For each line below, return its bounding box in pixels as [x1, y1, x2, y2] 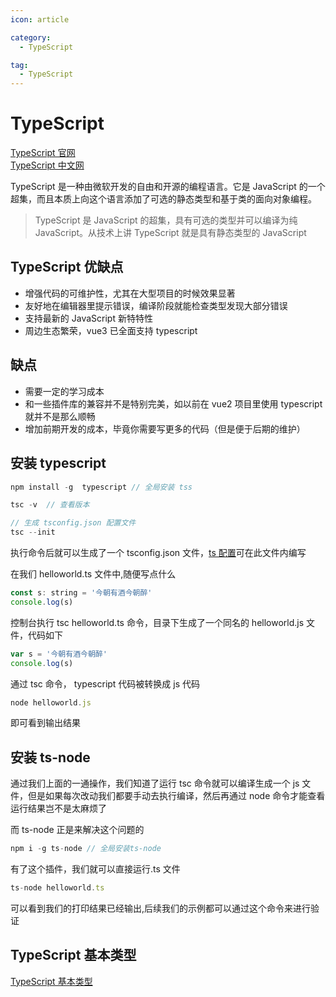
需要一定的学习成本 [24, 385, 105, 397]
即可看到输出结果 [10, 717, 81, 729]
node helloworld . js [10, 697, 92, 708]
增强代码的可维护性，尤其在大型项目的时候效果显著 [24, 287, 236, 299]
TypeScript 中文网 [10, 159, 85, 171]
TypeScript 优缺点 [10, 259, 124, 276]
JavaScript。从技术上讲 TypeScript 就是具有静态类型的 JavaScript [34, 227, 307, 239]
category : [10, 32, 52, 43]
